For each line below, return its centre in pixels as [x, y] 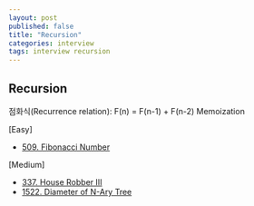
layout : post [33, 18]
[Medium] [27, 164]
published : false [41, 26]
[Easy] [20, 129]
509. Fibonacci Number [66, 147]
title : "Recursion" [45, 34]
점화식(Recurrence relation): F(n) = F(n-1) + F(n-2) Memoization [127, 111]
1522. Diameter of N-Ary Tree [77, 191]
